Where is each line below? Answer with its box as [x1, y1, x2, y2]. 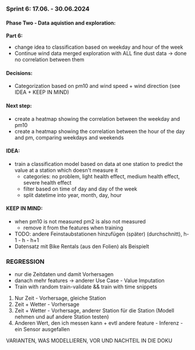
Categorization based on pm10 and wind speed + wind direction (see [14, 83, 180, 90]
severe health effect [23, 179, 72, 186]
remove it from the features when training [23, 224, 124, 231]
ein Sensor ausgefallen [14, 326, 70, 333]
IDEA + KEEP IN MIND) [14, 89, 69, 96]
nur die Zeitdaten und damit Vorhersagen [14, 271, 114, 278]
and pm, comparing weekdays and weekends [14, 134, 124, 141]
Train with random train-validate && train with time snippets [14, 283, 158, 290]
